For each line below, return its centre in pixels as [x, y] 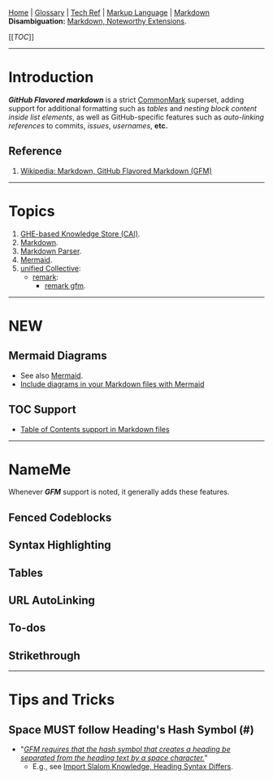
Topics [32, 211]
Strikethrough [45, 655]
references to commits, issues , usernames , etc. [88, 125]
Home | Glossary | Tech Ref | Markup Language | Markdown [109, 13]
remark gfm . [65, 285]
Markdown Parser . [51, 251]
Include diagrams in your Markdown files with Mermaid [112, 384]
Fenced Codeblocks [60, 517]
